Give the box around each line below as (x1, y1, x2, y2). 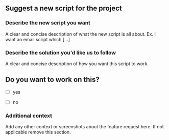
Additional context (5, 112, 53, 119)
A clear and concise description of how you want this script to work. (5, 61, 149, 67)
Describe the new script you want (5, 19, 91, 26)
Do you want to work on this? (5, 75, 100, 84)
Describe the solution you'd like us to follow (5, 49, 116, 56)
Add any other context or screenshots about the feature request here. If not (5, 124, 164, 130)
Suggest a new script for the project (5, 4, 122, 13)
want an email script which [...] (5, 36, 70, 42)
